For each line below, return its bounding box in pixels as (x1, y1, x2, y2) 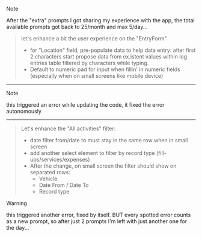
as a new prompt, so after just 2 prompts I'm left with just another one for (6, 218, 188, 225)
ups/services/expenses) (29, 156, 90, 163)
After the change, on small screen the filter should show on (29, 162, 177, 169)
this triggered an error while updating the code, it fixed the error (6, 101, 165, 108)
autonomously (6, 108, 42, 115)
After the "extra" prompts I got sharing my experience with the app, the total (6, 17, 195, 24)
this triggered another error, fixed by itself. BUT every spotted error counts (6, 211, 191, 218)
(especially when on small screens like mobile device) (29, 72, 164, 79)
